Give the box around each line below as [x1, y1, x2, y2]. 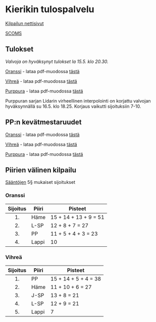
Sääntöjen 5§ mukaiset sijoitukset [5, 179, 75, 185]
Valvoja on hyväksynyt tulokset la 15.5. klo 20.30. [5, 58, 109, 65]
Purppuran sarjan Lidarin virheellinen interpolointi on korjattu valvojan [5, 98, 151, 104]
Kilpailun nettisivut [5, 20, 44, 26]
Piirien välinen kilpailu [5, 166, 77, 174]
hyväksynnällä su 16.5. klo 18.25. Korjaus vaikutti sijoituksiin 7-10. [5, 103, 141, 109]
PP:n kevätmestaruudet [5, 118, 82, 126]
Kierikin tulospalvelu [5, 4, 95, 15]
